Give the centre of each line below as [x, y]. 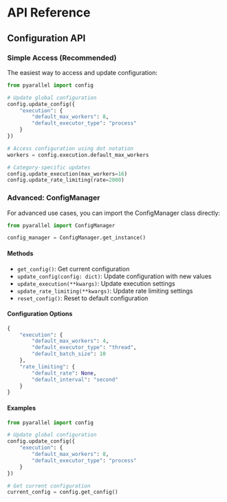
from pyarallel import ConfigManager [61, 225]
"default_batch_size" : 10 [69, 354]
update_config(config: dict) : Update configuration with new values [114, 276]
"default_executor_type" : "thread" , [84, 348]
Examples [22, 408]
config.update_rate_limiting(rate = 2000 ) [66, 180]
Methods [20, 253]
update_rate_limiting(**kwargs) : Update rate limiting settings [105, 291]
